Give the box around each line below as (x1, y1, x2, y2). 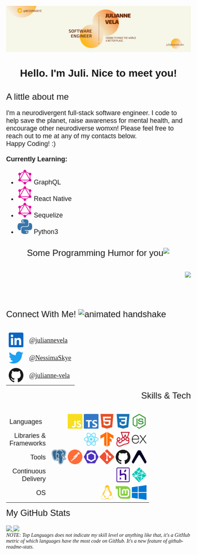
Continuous (12, 467, 46, 475)
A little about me (6, 91, 69, 102)
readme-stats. (6, 543, 34, 550)
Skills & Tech (141, 390, 191, 401)
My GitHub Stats (6, 507, 70, 518)
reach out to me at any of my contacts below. (6, 132, 137, 140)
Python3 (33, 228, 59, 236)
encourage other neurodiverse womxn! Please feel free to (6, 124, 174, 132)
